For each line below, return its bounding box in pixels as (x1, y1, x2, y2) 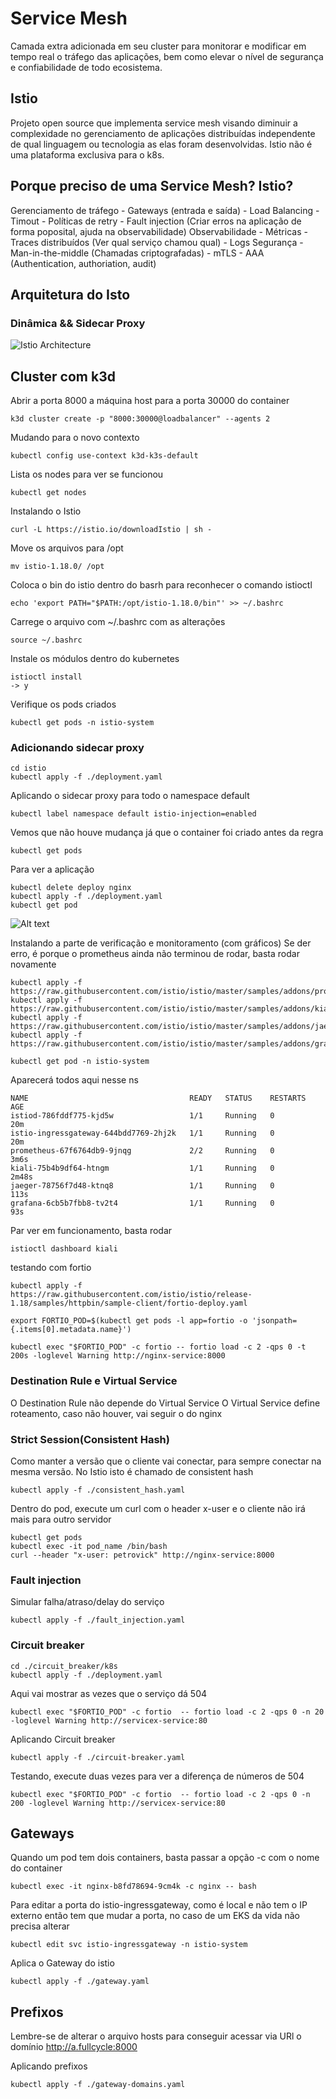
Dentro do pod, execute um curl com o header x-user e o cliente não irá (10, 1502, 306, 1514)
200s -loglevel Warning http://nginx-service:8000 (10, 1351, 226, 1361)
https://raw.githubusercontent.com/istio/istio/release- (10, 1290, 253, 1300)
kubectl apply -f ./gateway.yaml (10, 1977, 150, 1987)
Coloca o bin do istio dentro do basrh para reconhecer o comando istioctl (10, 579, 313, 591)
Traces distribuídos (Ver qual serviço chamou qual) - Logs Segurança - (10, 236, 304, 248)
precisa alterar (10, 1920, 70, 1932)
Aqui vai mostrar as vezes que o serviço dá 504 (10, 1687, 208, 1699)
